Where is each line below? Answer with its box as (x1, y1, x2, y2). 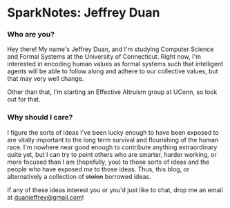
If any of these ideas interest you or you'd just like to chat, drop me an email (7, 185, 223, 194)
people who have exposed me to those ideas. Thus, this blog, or (7, 164, 190, 173)
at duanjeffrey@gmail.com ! (7, 193, 84, 201)
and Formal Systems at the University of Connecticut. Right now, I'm (7, 53, 202, 61)
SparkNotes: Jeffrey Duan (7, 5, 160, 21)
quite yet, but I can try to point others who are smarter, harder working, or (7, 150, 217, 158)
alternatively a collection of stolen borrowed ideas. (7, 172, 151, 180)
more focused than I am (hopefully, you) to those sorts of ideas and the (7, 158, 210, 166)
